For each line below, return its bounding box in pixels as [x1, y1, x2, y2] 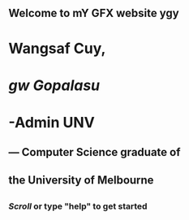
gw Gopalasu [8, 76, 101, 94]
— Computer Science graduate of [8, 145, 181, 159]
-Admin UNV [8, 113, 96, 132]
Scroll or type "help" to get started [8, 201, 148, 212]
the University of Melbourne [8, 173, 154, 187]
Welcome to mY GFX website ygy [8, 6, 180, 20]
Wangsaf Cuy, [8, 39, 106, 58]
